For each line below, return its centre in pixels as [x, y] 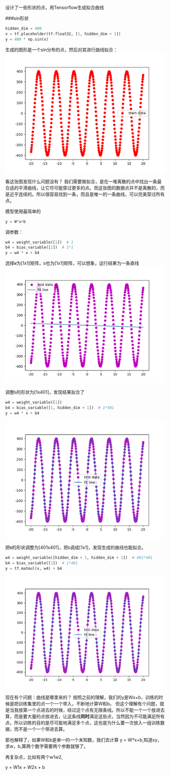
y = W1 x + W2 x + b [25, 767]
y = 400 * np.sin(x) [27, 39]
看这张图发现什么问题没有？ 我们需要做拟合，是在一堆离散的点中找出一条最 [83, 181]
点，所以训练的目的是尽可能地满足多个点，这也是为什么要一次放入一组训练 [83, 723]
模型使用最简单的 [23, 211]
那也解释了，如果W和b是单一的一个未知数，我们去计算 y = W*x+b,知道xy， [83, 740]
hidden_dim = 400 [24, 28]
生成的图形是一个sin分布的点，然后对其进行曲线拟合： [61, 49]
